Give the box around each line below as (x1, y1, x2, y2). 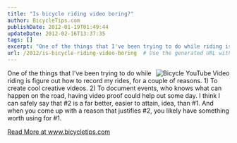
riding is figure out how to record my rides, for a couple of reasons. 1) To (7, 76, 218, 85)
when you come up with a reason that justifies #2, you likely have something (7, 106, 229, 115)
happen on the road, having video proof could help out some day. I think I (7, 91, 221, 99)
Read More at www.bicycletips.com (7, 128, 111, 136)
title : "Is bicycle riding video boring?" (7, 10, 134, 18)
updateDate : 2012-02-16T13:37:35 (7, 30, 106, 37)
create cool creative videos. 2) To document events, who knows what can (7, 84, 222, 92)
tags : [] (7, 37, 33, 44)
